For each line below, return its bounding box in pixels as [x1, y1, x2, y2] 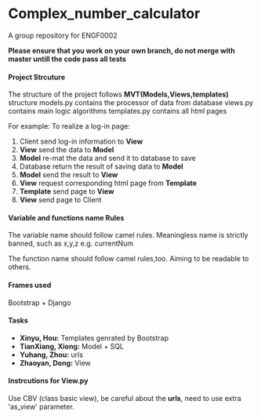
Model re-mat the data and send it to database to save [19, 154, 196, 163]
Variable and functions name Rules [8, 213, 125, 222]
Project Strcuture [8, 72, 65, 82]
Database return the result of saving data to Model [19, 162, 183, 171]
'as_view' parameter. [8, 402, 74, 411]
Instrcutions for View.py [8, 376, 89, 385]
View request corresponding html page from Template [19, 178, 198, 188]
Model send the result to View [19, 170, 118, 180]
